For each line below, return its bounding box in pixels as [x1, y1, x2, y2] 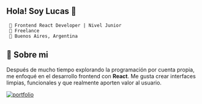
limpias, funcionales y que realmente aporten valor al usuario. [6, 79, 162, 86]
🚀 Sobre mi [6, 50, 48, 60]
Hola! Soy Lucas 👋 [6, 6, 77, 17]
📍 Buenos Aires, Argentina [9, 33, 78, 39]
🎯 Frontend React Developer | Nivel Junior [9, 22, 122, 28]
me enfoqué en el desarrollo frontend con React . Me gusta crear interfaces [6, 72, 196, 80]
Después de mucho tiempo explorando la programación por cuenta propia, [6, 65, 195, 73]
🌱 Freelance [9, 28, 40, 34]
